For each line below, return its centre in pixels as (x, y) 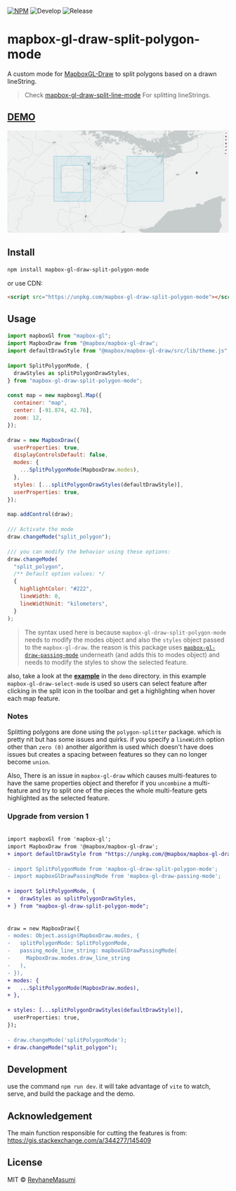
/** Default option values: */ (59, 574)
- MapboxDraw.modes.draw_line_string (69, 958)
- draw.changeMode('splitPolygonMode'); (67, 1040)
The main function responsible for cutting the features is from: (97, 1133)
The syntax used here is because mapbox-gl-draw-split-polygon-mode (125, 632)
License (25, 1162)
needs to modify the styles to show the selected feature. (106, 662)
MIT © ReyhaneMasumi (41, 1179)
